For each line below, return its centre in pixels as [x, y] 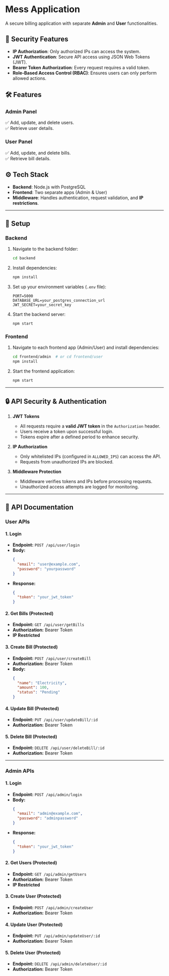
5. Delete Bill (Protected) [31, 736]
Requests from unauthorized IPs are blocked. [67, 461]
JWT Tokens [26, 416]
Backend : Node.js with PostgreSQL [49, 187]
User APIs [18, 522]
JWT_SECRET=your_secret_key [42, 305]
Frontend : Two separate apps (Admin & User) [60, 192]
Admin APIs [20, 771]
